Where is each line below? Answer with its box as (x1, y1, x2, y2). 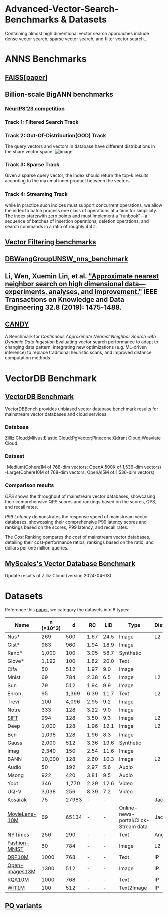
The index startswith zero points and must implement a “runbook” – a (5, 213, 148, 219)
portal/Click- (119, 817, 150, 824)
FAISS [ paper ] (5, 73, 48, 82)
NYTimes (7, 831, 30, 838)
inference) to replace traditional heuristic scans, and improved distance (5, 349, 152, 355)
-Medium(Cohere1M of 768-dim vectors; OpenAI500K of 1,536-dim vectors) (5, 464, 161, 470)
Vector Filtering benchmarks (5, 238, 96, 246)
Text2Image (119, 884, 147, 891)
